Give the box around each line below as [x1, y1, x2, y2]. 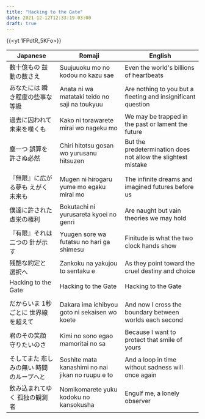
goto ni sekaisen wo [59, 308, 117, 317]
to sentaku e [59, 267, 96, 275]
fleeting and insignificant [124, 92, 196, 101]
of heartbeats [124, 71, 164, 80]
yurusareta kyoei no [59, 210, 117, 219]
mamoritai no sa [59, 339, 106, 348]
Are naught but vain [124, 206, 181, 215]
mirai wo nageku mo [59, 124, 118, 132]
